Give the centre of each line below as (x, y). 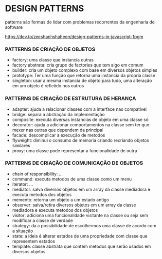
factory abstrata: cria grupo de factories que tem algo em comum (78, 65)
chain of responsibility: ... (37, 174)
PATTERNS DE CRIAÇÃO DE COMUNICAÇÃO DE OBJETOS (74, 163)
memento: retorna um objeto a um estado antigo (61, 199)
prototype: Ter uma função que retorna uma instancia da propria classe (84, 76)
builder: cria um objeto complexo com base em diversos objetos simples (85, 70)
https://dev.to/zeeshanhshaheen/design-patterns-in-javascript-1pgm (74, 37)
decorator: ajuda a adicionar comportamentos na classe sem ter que (81, 124)
